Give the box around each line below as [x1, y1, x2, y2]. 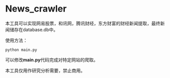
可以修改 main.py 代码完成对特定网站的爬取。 [5, 56, 99, 63]
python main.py [5, 47, 37, 52]
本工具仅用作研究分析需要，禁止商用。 [5, 67, 85, 73]
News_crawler [5, 3, 67, 15]
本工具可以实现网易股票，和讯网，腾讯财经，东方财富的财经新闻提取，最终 [5, 20, 160, 26]
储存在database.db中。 [9, 26, 58, 33]
